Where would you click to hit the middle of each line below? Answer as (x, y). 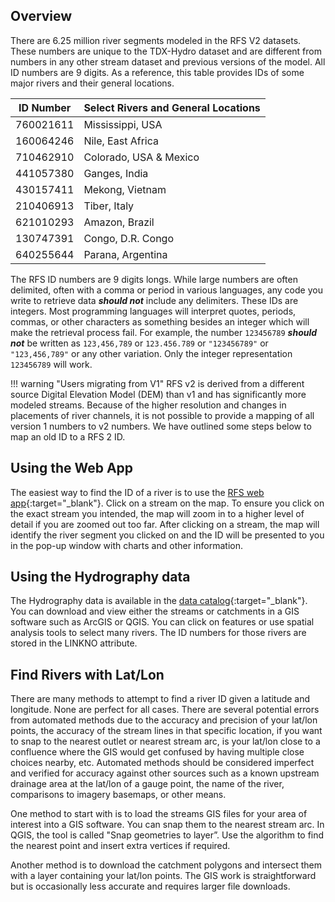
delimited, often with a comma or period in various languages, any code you (166, 290)
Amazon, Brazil (119, 222)
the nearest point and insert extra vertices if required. (120, 846)
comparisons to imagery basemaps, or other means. (118, 795)
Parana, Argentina (125, 254)
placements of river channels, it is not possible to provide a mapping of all (162, 415)
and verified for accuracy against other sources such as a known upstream (165, 773)
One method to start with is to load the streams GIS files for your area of (159, 814)
